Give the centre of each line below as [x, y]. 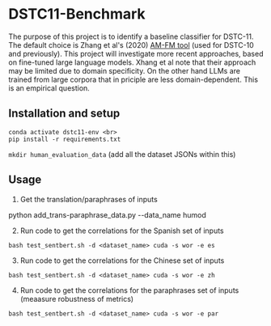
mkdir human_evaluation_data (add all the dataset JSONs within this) [122, 154]
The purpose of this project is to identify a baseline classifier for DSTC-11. [131, 36]
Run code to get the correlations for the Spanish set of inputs [122, 231]
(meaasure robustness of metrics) [77, 298]
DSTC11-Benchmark [77, 14]
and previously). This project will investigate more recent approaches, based [136, 53]
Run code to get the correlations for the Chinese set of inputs [122, 260]
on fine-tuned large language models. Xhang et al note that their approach [132, 62]
